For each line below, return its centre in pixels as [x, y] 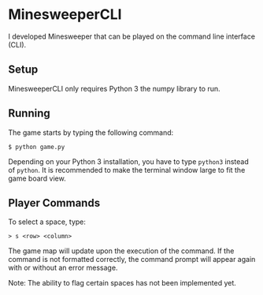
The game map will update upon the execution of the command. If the [121, 251]
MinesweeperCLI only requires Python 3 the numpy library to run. [114, 88]
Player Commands [54, 203]
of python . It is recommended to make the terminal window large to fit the [127, 170]
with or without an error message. [63, 268]
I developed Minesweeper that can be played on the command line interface [132, 36]
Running [30, 113]
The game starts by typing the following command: [91, 133]
